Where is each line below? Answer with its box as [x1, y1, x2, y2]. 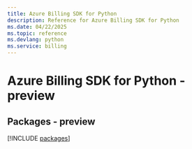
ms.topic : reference [7, 29, 68, 37]
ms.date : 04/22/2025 [7, 23, 68, 30]
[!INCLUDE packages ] [7, 134, 71, 142]
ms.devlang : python [7, 36, 64, 43]
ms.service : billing [7, 43, 68, 50]
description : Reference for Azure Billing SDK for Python [7, 17, 179, 24]
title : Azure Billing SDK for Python [7, 10, 117, 17]
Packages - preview [7, 115, 96, 127]
